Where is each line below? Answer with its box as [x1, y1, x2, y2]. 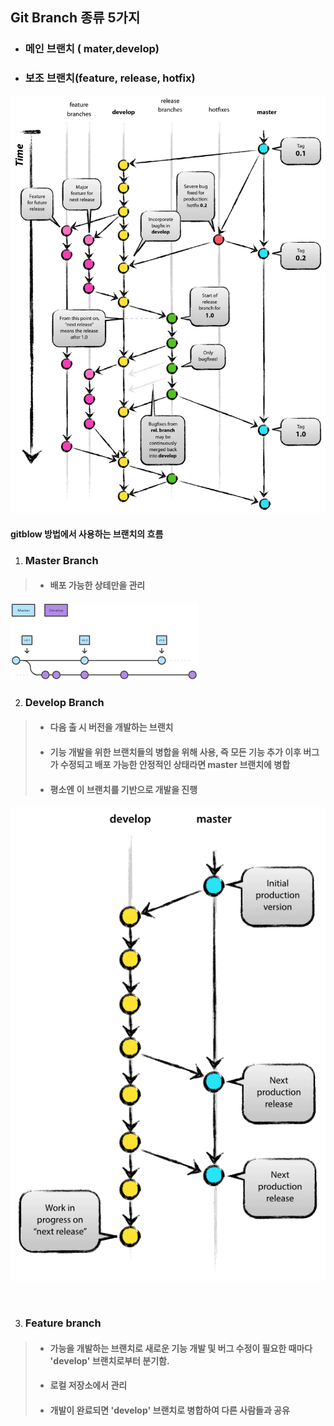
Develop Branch [24, 695, 105, 709]
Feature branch [24, 1316, 102, 1330]
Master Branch [24, 553, 99, 567]
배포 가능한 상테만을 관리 [49, 579, 146, 592]
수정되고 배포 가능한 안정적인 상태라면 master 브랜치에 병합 [59, 758, 291, 770]
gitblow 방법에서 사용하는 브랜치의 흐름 [10, 528, 164, 540]
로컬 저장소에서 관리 [49, 1379, 128, 1392]
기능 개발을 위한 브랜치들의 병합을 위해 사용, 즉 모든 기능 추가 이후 [49, 746, 302, 758]
